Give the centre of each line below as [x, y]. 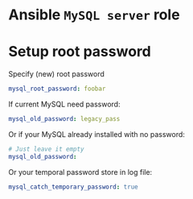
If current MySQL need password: [64, 104]
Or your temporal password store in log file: [80, 172]
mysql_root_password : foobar [57, 89]
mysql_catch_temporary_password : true [73, 187]
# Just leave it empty [46, 149]
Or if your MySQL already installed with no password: [96, 134]
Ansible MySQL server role [94, 15]
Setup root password [80, 52]
